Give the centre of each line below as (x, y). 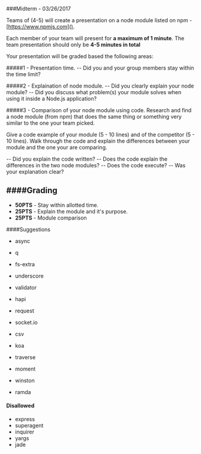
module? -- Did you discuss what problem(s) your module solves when (94, 92)
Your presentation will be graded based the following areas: (80, 56)
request (24, 311)
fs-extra (25, 264)
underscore (29, 276)
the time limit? (23, 74)
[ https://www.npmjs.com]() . (40, 27)
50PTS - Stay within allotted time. (57, 205)
